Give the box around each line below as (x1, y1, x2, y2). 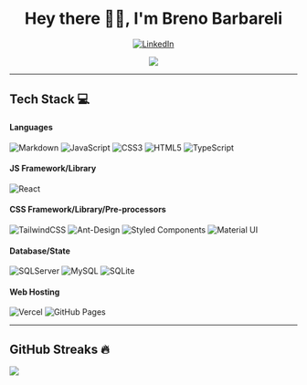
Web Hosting (9, 286, 60, 297)
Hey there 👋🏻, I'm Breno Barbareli (24, 8, 283, 29)
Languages (9, 121, 53, 132)
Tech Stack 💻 (9, 91, 90, 108)
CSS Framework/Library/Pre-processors (9, 204, 166, 215)
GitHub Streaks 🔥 (9, 341, 110, 357)
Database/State (9, 245, 71, 256)
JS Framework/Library (9, 163, 97, 174)
